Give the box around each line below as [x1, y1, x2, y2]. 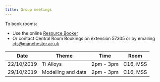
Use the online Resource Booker [12, 30, 78, 36]
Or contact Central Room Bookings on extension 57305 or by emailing [12, 35, 155, 41]
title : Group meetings [5, 7, 52, 12]
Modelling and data [42, 68, 87, 75]
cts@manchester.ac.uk [12, 40, 59, 47]
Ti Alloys [42, 60, 62, 67]
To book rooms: [5, 21, 37, 27]
